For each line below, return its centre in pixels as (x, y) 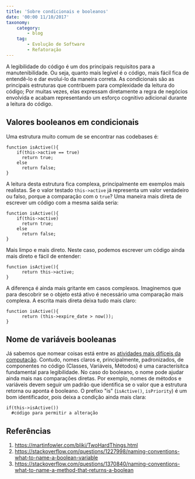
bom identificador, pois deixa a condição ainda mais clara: (76, 397)
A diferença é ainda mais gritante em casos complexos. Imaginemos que (94, 288)
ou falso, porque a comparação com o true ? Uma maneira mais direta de (94, 196)
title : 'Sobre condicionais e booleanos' (57, 11)
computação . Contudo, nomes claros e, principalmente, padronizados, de (95, 360)
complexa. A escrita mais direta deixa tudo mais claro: (71, 301)
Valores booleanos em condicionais (73, 122)
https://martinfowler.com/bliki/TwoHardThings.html (76, 445)
